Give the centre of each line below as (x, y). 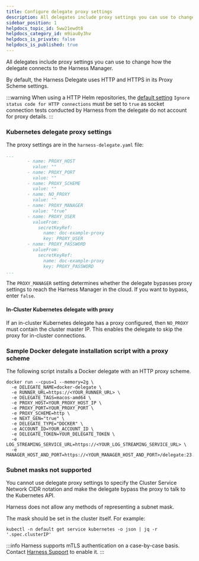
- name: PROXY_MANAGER (55, 206)
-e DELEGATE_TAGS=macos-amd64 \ (52, 397)
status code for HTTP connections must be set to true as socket (85, 104)
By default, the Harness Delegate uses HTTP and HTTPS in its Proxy (89, 79)
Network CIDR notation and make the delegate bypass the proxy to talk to (96, 489)
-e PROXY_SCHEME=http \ (41, 413)
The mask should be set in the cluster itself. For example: (76, 519)
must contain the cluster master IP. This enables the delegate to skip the (94, 329)
